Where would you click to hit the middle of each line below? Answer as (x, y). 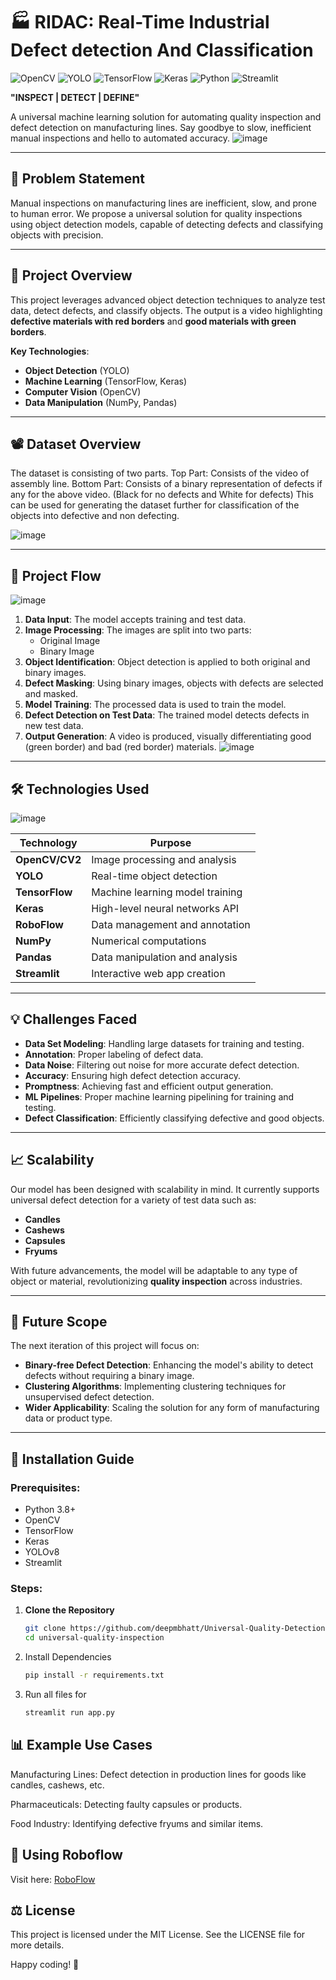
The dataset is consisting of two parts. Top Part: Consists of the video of (160, 473)
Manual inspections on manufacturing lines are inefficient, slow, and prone (163, 203)
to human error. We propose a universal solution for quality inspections (156, 213)
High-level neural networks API (165, 908)
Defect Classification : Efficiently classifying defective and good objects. (174, 1118)
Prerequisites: (45, 1487)
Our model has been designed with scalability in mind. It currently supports (165, 1189)
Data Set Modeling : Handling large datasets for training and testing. (164, 1043)
